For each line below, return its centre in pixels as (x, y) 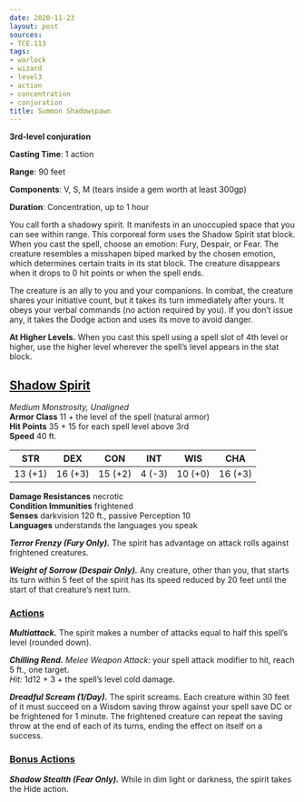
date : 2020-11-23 (42, 18)
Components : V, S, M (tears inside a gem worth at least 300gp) (128, 190)
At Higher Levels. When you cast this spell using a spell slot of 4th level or (149, 337)
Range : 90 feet (38, 172)
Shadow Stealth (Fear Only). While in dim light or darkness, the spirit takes (151, 779)
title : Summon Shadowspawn (60, 111)
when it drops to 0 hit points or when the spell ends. (107, 273)
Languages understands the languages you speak (103, 526)
